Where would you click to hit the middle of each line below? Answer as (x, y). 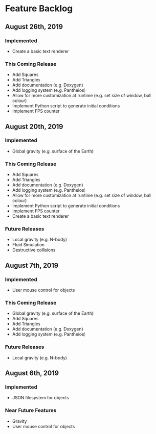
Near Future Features (31, 410)
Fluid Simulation (28, 245)
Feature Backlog (39, 9)
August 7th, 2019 (32, 265)
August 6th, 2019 (32, 373)
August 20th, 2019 (34, 126)
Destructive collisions (34, 250)
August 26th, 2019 (34, 27)
